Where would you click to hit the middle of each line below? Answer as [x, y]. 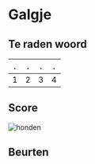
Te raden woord [47, 44]
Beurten [28, 152]
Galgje [30, 15]
